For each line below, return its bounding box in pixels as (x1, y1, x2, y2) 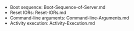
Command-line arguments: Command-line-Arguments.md (9, 15, 129, 20)
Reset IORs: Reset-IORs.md (9, 9, 66, 15)
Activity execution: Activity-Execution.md (9, 20, 95, 26)
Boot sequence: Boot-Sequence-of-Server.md (9, 4, 106, 10)
